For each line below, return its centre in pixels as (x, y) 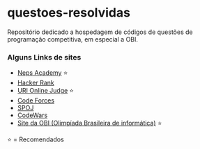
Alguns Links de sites (44, 57)
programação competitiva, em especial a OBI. (72, 39)
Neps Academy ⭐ (43, 73)
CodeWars (32, 115)
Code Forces (36, 100)
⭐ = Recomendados (36, 139)
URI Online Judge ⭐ (46, 91)
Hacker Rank (36, 83)
